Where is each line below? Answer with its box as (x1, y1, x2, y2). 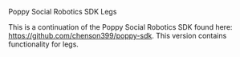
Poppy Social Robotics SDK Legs (8, 7, 117, 16)
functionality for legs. (8, 39, 79, 49)
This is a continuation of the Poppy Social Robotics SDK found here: (8, 22, 233, 31)
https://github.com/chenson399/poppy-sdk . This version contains (8, 31, 227, 40)
